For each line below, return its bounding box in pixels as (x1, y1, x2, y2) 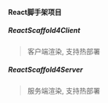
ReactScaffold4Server (8, 65, 84, 75)
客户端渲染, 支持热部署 (27, 46, 100, 56)
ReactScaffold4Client (8, 26, 81, 35)
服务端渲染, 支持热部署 (27, 86, 100, 95)
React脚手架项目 (8, 7, 62, 17)
